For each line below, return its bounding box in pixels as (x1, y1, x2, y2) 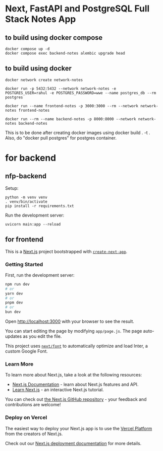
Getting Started (5, 261, 43, 268)
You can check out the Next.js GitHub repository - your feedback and (5, 396, 147, 402)
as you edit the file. (23, 333, 62, 339)
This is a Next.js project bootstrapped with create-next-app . (5, 248, 128, 254)
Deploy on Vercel (5, 414, 47, 421)
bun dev (5, 309, 21, 314)
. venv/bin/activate (5, 199, 48, 204)
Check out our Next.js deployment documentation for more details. (5, 440, 142, 446)
